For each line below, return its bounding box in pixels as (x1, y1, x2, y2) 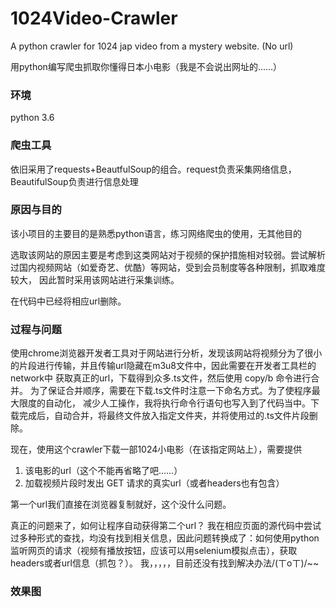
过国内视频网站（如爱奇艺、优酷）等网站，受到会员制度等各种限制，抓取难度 (10, 261, 326, 273)
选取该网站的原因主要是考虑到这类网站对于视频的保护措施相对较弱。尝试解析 (10, 248, 326, 261)
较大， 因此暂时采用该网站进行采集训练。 (10, 273, 180, 286)
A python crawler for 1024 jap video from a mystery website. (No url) (10, 40, 294, 52)
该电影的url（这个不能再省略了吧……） (24, 465, 183, 477)
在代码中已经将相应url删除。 (10, 295, 127, 307)
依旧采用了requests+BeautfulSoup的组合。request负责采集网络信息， (10, 163, 297, 175)
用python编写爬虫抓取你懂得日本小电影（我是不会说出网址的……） (10, 60, 283, 72)
